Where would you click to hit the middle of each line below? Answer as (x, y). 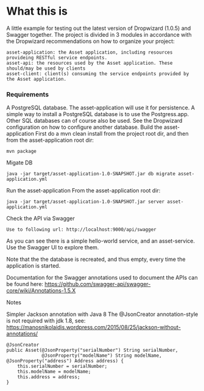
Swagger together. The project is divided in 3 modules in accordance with (99, 34)
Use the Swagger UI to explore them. (53, 247)
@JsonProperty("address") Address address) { (65, 361)
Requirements (28, 94)
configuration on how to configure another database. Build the (84, 127)
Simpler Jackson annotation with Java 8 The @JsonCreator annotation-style (102, 314)
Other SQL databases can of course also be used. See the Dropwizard (94, 121)
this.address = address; (49, 377)
